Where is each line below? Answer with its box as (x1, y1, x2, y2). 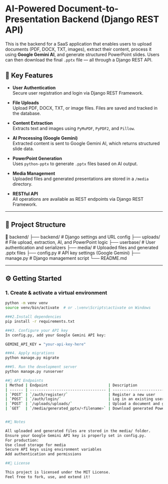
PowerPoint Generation (12, 155, 62, 161)
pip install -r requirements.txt (5, 319, 75, 324)
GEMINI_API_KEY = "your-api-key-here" (5, 341, 86, 347)
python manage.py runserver (5, 369, 64, 374)
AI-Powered (5, 3, 56, 15)
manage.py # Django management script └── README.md (5, 255, 127, 261)
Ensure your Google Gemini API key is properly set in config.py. (5, 433, 146, 438)
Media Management (12, 170, 55, 176)
